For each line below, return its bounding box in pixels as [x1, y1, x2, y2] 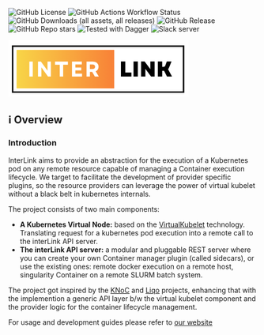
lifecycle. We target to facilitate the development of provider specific [8, 172, 232, 182]
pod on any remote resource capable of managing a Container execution [8, 164, 245, 173]
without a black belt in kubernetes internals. [8, 189, 151, 198]
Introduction [8, 137, 57, 149]
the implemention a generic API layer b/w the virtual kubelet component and [8, 293, 257, 303]
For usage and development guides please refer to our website [8, 317, 213, 327]
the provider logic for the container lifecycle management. [8, 302, 198, 311]
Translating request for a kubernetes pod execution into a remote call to [19, 228, 254, 237]
